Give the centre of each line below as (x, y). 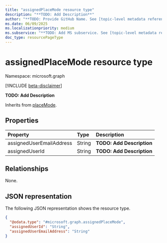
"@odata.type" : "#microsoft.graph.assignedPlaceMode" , (68, 222)
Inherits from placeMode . (31, 105)
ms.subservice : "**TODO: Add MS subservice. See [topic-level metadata (81, 33)
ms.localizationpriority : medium (40, 28)
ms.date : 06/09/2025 (27, 24)
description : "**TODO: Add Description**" (50, 14)
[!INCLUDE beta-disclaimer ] (34, 86)
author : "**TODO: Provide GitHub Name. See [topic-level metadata (75, 19)
